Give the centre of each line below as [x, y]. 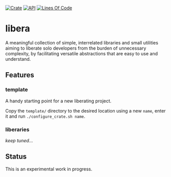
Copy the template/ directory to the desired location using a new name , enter [85, 110]
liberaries [17, 129]
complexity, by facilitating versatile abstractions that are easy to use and [82, 53]
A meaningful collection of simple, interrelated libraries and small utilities [82, 42]
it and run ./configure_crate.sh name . [45, 116]
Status [16, 157]
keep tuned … [19, 140]
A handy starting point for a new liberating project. [58, 101]
